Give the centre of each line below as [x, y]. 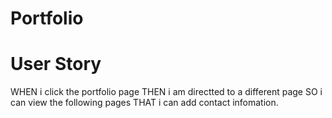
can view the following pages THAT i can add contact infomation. [144, 103]
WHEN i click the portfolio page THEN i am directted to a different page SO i [166, 92]
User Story [56, 64]
